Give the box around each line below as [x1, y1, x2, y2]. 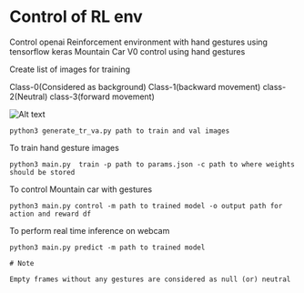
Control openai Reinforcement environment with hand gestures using [9, 36, 269, 47]
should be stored [9, 167, 76, 177]
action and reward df [9, 209, 92, 218]
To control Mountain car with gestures [9, 184, 153, 195]
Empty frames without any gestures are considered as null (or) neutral [9, 275, 291, 284]
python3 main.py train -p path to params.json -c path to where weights [9, 159, 296, 169]
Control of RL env [9, 6, 143, 27]
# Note [9, 258, 35, 268]
